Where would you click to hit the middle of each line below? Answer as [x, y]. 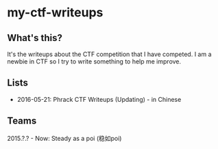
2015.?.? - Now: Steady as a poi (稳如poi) [64, 138]
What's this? [35, 38]
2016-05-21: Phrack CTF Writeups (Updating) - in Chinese [99, 99]
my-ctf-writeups [55, 13]
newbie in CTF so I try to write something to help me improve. [94, 62]
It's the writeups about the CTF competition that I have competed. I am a [109, 54]
